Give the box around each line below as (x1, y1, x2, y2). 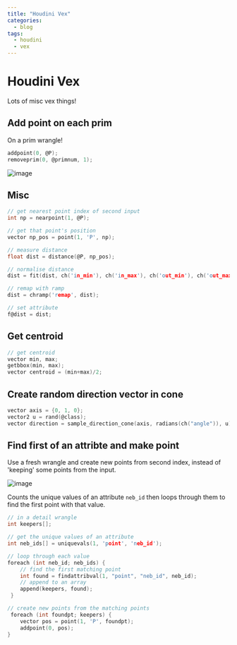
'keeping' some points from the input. (7, 466, 116, 474)
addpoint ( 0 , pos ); (20, 625, 74, 632)
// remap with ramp (7, 285, 65, 293)
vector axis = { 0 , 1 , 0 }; (7, 407, 83, 414)
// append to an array (20, 579, 87, 586)
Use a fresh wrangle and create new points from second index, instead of (7, 458, 221, 467)
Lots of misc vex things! (7, 97, 77, 105)
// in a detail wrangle (7, 514, 78, 522)
